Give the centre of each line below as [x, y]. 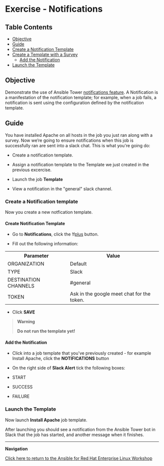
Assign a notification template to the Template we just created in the [81, 164]
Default [78, 264]
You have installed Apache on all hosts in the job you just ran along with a [79, 135]
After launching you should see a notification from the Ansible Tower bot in [80, 429]
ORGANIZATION [26, 264]
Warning [26, 322]
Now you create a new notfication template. [49, 212]
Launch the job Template [38, 179]
